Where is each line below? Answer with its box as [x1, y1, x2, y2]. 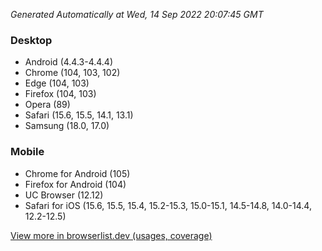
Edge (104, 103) [24, 77, 90, 89]
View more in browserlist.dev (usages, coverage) [10, 229, 213, 241]
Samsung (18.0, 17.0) [24, 120, 110, 132]
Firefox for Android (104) [24, 178, 127, 190]
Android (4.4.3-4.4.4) [24, 56, 114, 68]
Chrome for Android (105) [24, 167, 131, 179]
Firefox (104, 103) [24, 88, 97, 100]
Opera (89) [24, 99, 71, 111]
